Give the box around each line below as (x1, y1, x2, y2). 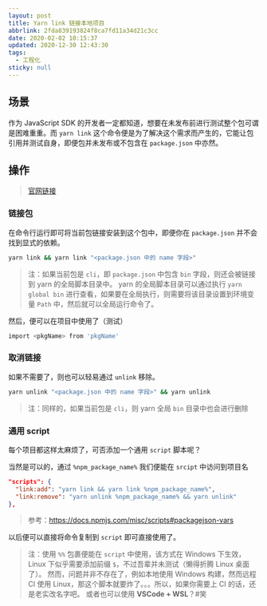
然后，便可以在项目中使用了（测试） (8, 316, 128, 326)
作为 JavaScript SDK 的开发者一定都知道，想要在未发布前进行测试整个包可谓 (8, 117, 259, 128)
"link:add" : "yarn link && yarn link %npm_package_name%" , (15, 485, 216, 493)
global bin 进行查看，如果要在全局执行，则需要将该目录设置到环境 (27, 289, 248, 299)
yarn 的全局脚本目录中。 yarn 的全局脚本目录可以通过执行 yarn (37, 279, 242, 288)
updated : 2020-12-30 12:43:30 (8, 42, 109, 50)
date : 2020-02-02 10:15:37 (8, 34, 98, 42)
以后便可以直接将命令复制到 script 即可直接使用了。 (8, 533, 181, 542)
